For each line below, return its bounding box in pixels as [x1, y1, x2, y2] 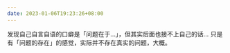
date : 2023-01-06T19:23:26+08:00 [7, 10, 104, 17]
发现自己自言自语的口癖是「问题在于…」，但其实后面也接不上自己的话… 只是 [7, 30, 223, 38]
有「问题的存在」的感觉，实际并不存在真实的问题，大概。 [7, 39, 171, 47]
